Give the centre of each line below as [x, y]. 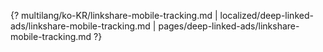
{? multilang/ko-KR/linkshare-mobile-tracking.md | [114, 15]
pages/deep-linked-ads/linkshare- [229, 26]
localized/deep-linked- [266, 15]
